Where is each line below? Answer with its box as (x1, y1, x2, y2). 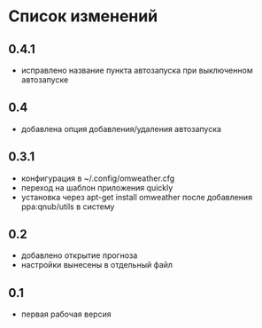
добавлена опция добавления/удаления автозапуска (20, 123, 222, 134)
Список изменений (8, 6, 158, 27)
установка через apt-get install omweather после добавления (20, 191, 253, 202)
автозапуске (20, 74, 69, 85)
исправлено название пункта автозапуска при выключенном (20, 65, 253, 75)
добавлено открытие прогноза (20, 250, 138, 261)
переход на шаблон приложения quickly (20, 182, 173, 192)
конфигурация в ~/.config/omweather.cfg (20, 173, 175, 184)
